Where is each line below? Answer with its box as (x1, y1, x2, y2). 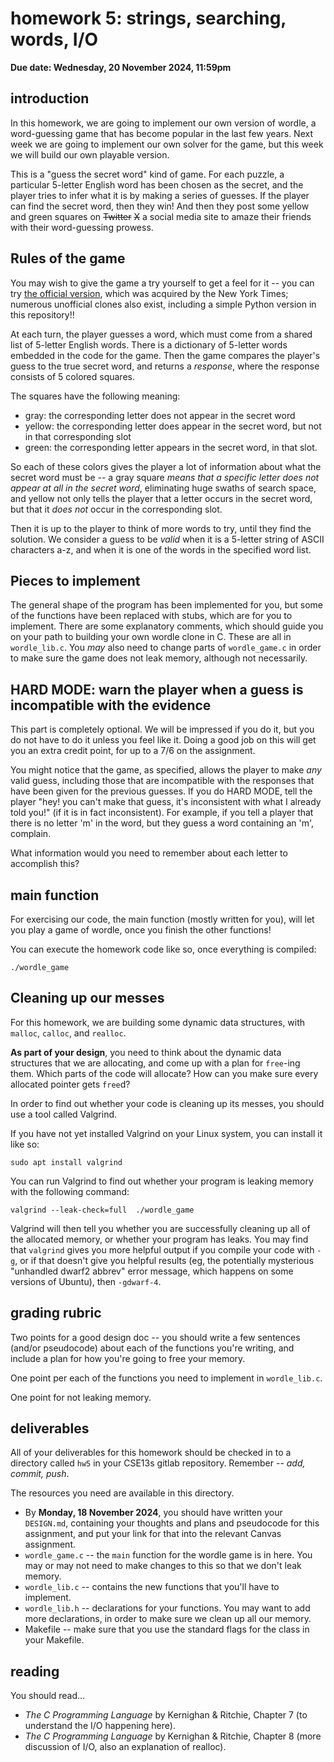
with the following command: (10, 1185, 130, 1197)
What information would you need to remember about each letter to (10, 847, 288, 859)
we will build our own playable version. (10, 148, 170, 161)
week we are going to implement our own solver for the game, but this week (10, 138, 324, 150)
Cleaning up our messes (10, 990, 165, 1007)
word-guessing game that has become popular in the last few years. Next (10, 127, 313, 139)
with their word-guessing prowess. (10, 221, 154, 233)
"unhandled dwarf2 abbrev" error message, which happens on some (10, 1265, 294, 1277)
